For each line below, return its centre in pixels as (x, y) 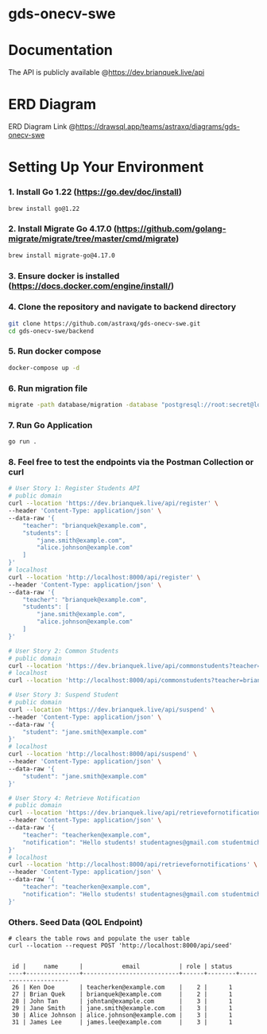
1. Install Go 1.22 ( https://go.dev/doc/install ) (95, 192)
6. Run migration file (48, 388)
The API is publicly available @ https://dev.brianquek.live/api (106, 72)
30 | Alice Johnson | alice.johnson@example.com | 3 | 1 (122, 1015)
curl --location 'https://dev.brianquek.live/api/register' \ (113, 503)
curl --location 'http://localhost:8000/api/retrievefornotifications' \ (133, 864)
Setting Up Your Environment (106, 167)
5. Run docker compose (55, 351)
